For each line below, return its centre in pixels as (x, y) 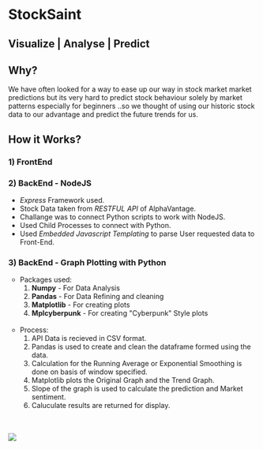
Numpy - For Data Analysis (76, 288)
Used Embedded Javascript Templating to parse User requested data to (137, 234)
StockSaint (45, 15)
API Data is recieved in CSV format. (89, 339)
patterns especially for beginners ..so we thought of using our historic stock (131, 106)
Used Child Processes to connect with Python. (95, 225)
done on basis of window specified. (89, 372)
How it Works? (45, 139)
